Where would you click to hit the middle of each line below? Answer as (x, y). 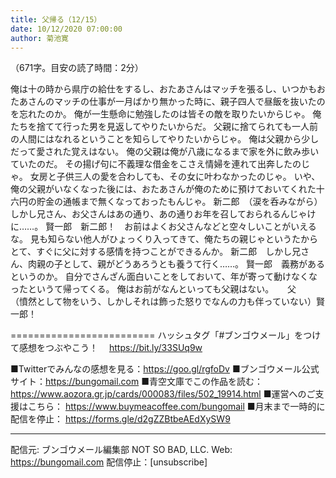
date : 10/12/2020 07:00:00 (66, 29)
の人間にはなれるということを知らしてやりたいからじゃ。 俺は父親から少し (165, 139)
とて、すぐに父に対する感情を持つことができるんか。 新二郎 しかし (151, 252)
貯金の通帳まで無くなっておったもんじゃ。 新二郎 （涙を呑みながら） (179, 202)
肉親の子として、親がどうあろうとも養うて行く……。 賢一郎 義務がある (176, 264)
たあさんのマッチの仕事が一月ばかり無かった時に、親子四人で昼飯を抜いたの (168, 102)
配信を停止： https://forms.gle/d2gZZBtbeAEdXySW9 (120, 419)
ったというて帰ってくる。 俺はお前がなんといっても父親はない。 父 (153, 289)
